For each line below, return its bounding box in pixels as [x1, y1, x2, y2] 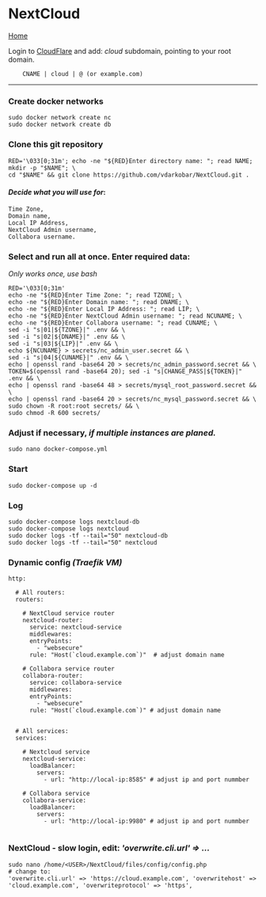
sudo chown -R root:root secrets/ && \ [8, 402, 140, 410]
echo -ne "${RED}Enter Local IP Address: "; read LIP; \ [8, 306, 200, 314]
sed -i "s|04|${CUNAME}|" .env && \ [8, 354, 129, 362]
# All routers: [15, 589, 66, 597]
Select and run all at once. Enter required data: [8, 251, 191, 262]
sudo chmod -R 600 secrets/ [8, 409, 101, 417]
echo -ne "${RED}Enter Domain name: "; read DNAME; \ [8, 298, 190, 306]
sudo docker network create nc [8, 114, 112, 122]
